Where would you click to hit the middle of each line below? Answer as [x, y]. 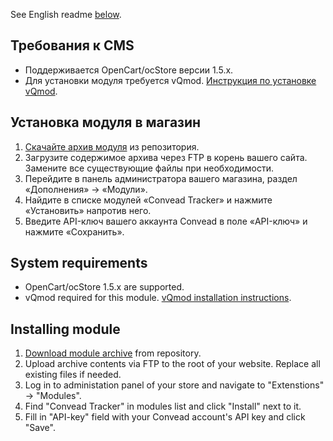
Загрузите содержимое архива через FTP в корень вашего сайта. [166, 157]
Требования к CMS [72, 45]
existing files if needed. [73, 375]
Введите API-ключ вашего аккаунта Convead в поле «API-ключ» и [166, 221]
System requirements [79, 263]
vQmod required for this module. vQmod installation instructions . [158, 298]
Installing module [65, 329]
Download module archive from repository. [113, 353]
